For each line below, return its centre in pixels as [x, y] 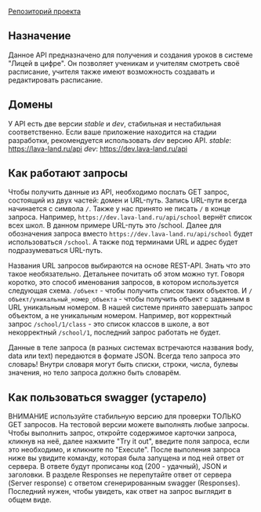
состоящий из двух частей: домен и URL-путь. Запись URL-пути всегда [127, 200]
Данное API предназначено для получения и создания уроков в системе [130, 55]
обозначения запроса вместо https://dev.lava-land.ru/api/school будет [130, 234]
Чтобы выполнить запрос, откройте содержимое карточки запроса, [123, 433]
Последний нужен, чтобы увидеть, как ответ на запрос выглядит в [120, 492]
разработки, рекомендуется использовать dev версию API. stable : [120, 140]
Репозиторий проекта [44, 11]
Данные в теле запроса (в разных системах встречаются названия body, [131, 348]
